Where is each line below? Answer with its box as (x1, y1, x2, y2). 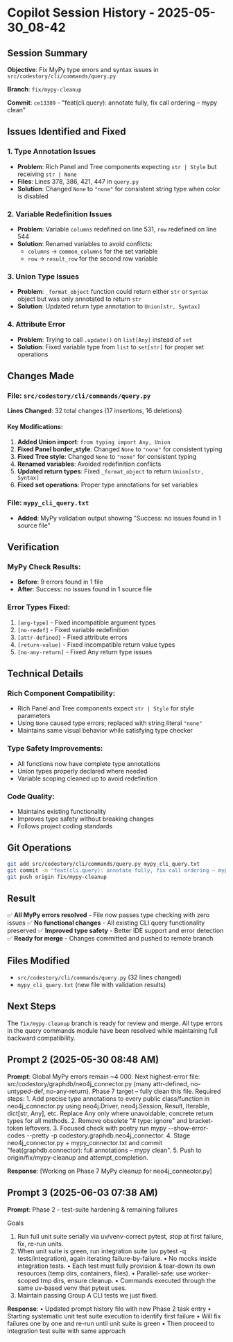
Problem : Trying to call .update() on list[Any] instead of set (17, 335, 193, 344)
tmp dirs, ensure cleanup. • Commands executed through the (40, 1276, 216, 1284)
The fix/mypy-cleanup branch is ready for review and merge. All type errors (7, 1019, 223, 1027)
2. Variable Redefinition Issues (7, 209, 112, 219)
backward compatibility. (7, 1034, 76, 1042)
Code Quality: (7, 792, 55, 801)
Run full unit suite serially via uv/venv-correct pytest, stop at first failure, (17, 1232, 223, 1240)
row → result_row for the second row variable (27, 254, 158, 263)
